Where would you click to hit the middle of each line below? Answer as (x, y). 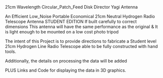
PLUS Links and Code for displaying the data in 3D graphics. (66, 70)
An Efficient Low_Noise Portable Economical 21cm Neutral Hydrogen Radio (80, 16)
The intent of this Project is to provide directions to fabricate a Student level (81, 41)
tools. (11, 51)
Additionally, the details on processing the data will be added (66, 61)
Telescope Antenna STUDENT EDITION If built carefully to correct (71, 22)
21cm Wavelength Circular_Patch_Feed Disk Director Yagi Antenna (71, 7)
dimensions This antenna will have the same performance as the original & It (81, 27)
